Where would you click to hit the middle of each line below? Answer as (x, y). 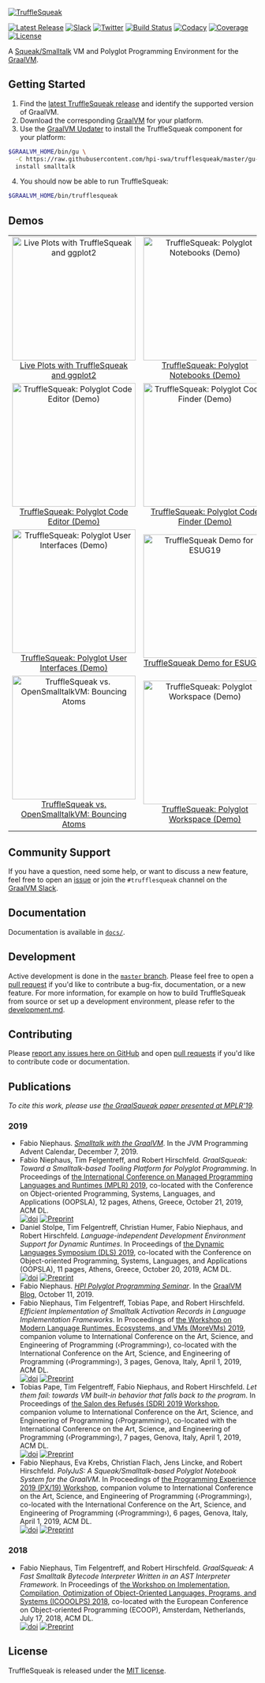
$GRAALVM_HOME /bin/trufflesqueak (63, 196)
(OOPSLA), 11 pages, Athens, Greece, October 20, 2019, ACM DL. (125, 1269)
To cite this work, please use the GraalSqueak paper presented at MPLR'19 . (131, 1106)
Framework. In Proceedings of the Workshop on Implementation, (125, 1584)
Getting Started (47, 84)
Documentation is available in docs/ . (67, 932)
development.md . (37, 1009)
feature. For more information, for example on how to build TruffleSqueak (127, 993)
